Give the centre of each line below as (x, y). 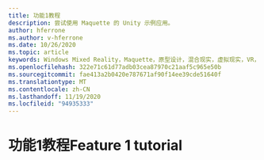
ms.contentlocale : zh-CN (49, 89)
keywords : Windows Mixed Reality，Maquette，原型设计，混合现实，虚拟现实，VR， (134, 60)
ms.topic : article (38, 52)
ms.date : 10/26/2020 (42, 45)
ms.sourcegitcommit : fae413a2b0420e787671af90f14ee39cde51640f (115, 74)
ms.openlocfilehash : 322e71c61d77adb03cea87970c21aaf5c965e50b (115, 67)
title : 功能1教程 (34, 15)
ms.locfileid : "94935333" (51, 104)
